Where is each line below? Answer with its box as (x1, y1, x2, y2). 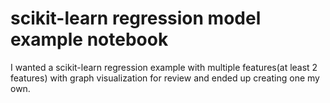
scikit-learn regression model (10, 7, 262, 30)
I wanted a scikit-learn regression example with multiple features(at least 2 (10, 61, 318, 73)
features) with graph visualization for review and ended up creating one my (10, 72, 320, 84)
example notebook (10, 28, 169, 51)
